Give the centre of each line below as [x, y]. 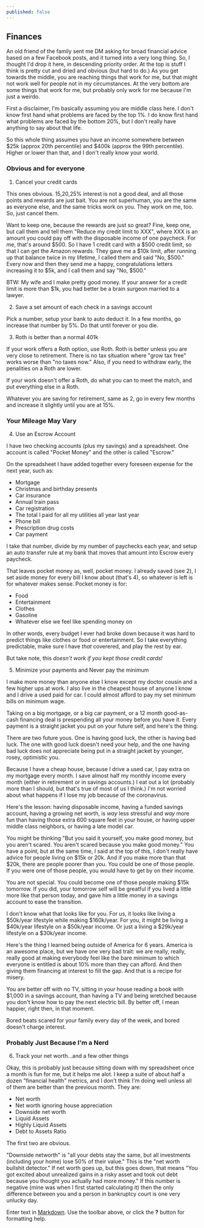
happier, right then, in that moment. [51, 1009]
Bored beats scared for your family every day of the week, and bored [93, 1021]
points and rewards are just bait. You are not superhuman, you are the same [101, 200]
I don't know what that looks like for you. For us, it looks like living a [91, 914]
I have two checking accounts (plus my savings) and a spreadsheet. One [97, 446]
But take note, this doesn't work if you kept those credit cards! [85, 658]
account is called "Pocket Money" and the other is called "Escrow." [90, 453]
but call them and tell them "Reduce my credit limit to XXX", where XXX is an [102, 231]
